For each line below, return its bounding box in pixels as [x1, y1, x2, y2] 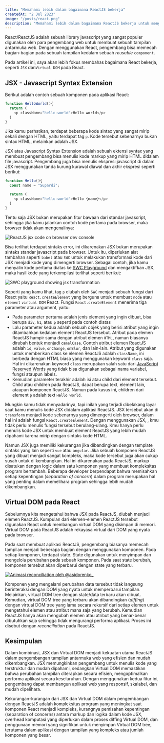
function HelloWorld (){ [5, 101, 54, 106]
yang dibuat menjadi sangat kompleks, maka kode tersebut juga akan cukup [5, 453, 158, 458]
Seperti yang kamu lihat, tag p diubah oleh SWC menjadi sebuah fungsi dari [5, 288, 153, 294]
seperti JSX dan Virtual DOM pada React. [5, 65, 85, 71]
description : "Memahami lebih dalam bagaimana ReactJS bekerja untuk [5, 21, 150, 26]
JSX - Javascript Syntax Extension [5, 79, 113, 87]
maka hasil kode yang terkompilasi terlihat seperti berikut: [5, 270, 122, 276]
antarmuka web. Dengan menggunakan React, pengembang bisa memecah [5, 45, 157, 50]
